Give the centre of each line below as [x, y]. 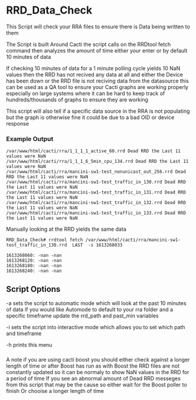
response [18, 123]
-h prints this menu [29, 345]
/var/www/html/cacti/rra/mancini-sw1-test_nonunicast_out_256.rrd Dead [96, 172]
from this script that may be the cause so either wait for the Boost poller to [97, 385]
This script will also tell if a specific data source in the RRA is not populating [98, 111]
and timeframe [24, 333]
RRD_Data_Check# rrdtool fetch [45, 240]
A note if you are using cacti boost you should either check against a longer [98, 359]
